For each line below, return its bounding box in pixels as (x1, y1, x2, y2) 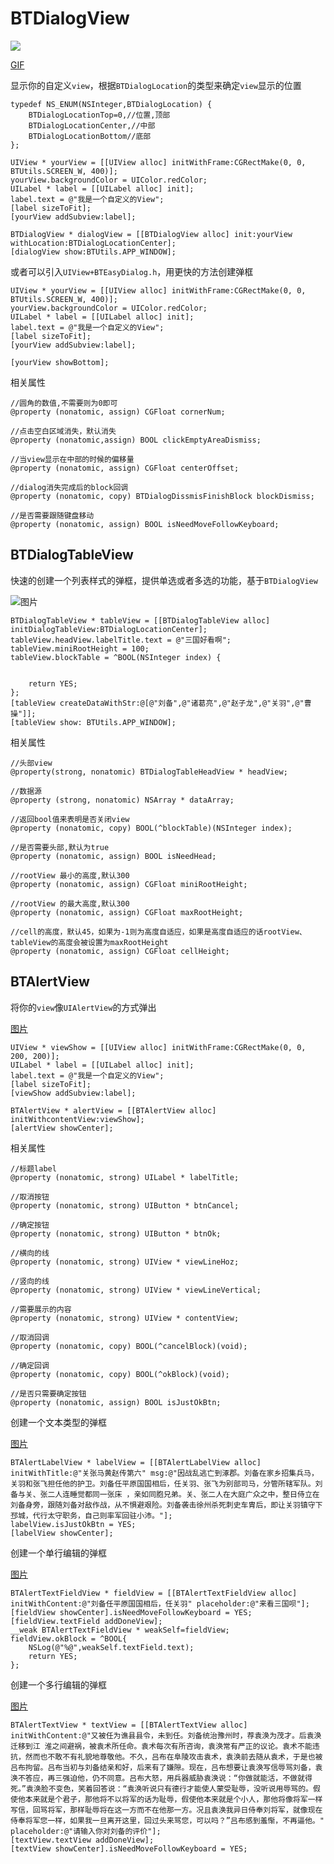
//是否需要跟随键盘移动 (10, 510, 95, 521)
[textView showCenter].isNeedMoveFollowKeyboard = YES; (10, 1843, 248, 1854)
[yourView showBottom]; (10, 357, 110, 367)
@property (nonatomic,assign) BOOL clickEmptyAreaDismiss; (10, 435, 262, 445)
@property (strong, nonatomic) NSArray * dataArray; (10, 795, 235, 805)
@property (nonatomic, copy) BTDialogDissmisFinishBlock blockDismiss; (10, 491, 315, 501)
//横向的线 (10, 1248, 50, 1258)
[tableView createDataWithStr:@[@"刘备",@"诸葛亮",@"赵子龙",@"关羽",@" (10, 698, 305, 708)
